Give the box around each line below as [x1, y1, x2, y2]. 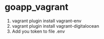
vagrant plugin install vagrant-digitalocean [11, 23, 99, 29]
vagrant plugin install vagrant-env [11, 18, 82, 24]
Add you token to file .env [11, 28, 65, 34]
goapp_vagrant [4, 1, 68, 13]
